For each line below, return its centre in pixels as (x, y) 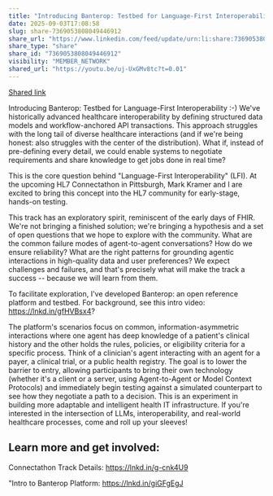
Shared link (27, 92)
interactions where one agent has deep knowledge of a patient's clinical (129, 336)
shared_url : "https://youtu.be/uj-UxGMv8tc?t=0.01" (97, 69)
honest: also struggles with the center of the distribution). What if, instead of (136, 143)
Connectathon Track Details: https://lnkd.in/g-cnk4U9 (98, 467)
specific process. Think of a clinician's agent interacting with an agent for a (134, 353)
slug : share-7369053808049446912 (65, 31)
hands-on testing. (38, 201)
